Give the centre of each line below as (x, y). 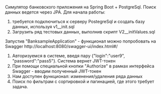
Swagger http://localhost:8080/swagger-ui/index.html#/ (61, 46)
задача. (20, 86)
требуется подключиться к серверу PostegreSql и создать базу (79, 22)
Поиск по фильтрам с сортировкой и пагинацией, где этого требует (83, 81)
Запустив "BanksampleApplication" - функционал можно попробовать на (80, 41)
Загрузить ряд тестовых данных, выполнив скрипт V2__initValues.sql (83, 32)
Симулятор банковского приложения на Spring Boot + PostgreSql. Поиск (81, 7)
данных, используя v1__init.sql (43, 27)
